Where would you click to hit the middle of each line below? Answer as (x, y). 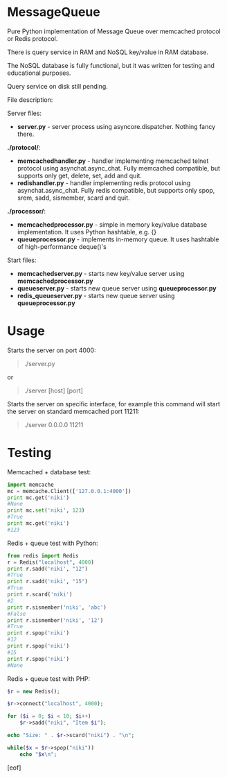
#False (17, 614)
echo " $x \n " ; (38, 754)
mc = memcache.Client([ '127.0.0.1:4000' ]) (69, 491)
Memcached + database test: (49, 472)
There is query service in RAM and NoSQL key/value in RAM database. (108, 52)
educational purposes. (39, 73)
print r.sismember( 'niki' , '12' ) (55, 620)
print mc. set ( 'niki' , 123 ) (46, 510)
